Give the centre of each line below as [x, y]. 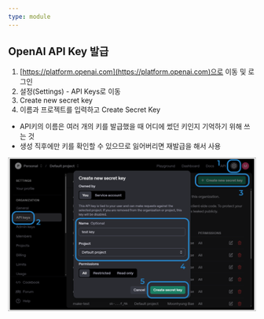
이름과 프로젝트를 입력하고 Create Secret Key [90, 109]
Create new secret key [56, 100]
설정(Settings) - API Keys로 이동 [70, 91]
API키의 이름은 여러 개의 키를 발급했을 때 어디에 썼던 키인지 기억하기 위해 [130, 127]
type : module [29, 17]
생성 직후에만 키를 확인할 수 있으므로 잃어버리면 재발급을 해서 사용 [120, 147]
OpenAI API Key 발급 [59, 52]
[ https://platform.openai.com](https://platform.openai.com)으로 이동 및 [133, 72]
